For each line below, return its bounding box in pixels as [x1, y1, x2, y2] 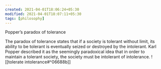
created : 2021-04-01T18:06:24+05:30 [5, 7, 79, 12]
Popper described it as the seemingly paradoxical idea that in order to [5, 49, 145, 55]
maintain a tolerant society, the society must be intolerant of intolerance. [5, 54, 150, 60]
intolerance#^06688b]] [24, 59, 71, 65]
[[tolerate [5, 59, 24, 65]
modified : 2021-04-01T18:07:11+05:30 [5, 12, 82, 16]
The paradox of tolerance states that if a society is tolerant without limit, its [5, 39, 155, 44]
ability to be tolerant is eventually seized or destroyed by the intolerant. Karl [5, 44, 157, 50]
